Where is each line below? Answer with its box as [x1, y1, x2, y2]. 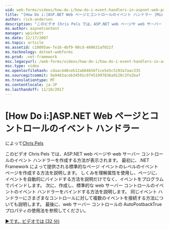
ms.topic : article [5, 40, 44, 45]
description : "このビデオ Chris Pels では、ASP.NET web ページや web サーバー [5, 21, 162, 27]
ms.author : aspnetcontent [5, 26, 59, 31]
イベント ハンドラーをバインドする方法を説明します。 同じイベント [18, 189, 157, 195]
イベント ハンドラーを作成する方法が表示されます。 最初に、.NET [14, 157, 150, 164]
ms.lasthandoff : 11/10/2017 [5, 87, 64, 92]
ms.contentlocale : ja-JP [5, 82, 57, 87]
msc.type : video [5, 63, 39, 68]
